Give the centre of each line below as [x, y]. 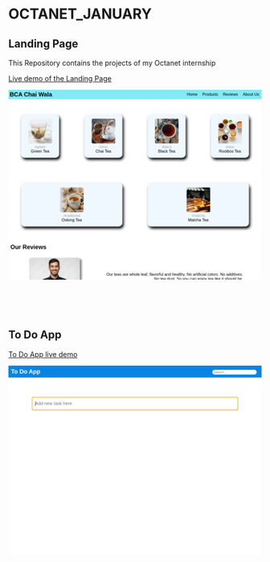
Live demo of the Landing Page [60, 78]
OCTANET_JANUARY [80, 14]
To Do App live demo [43, 354]
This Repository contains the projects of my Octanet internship [112, 63]
